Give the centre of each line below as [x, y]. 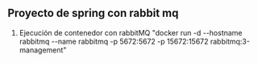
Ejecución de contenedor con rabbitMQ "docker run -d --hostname [131, 32]
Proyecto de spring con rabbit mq [93, 13]
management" [43, 50]
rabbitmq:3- [230, 41]
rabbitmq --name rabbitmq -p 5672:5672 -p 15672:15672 [114, 41]
